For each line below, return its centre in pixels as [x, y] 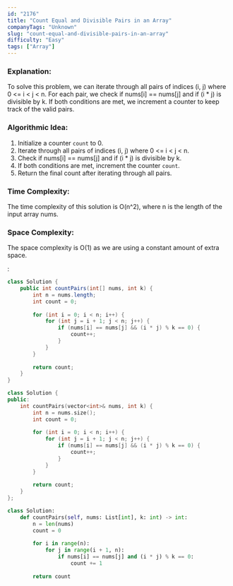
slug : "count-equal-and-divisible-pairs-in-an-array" [88, 34]
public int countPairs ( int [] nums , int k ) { [86, 289]
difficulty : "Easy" [36, 40]
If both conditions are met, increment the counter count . [98, 165]
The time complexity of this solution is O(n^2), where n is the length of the [115, 206]
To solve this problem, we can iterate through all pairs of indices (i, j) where [117, 87]
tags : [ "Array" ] [31, 47]
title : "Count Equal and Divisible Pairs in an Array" [90, 20]
